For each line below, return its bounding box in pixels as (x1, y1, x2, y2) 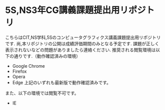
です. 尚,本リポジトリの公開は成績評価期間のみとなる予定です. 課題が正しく (5, 40, 160, 46)
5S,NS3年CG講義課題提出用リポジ (5, 4, 146, 16)
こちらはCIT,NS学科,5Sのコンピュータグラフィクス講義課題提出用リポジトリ (5, 34, 161, 40)
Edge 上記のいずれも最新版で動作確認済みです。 (12, 79, 111, 85)
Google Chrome (12, 63, 45, 69)
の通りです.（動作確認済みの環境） (9, 53, 81, 59)
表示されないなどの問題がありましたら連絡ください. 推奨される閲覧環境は (5, 47, 156, 53)
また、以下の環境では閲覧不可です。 (5, 90, 79, 96)
